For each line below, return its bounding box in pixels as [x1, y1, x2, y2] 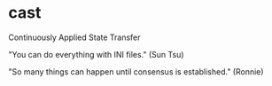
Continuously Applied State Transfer [8, 32, 141, 43]
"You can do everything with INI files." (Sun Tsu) [8, 49, 184, 59]
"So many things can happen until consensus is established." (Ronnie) [8, 66, 264, 77]
